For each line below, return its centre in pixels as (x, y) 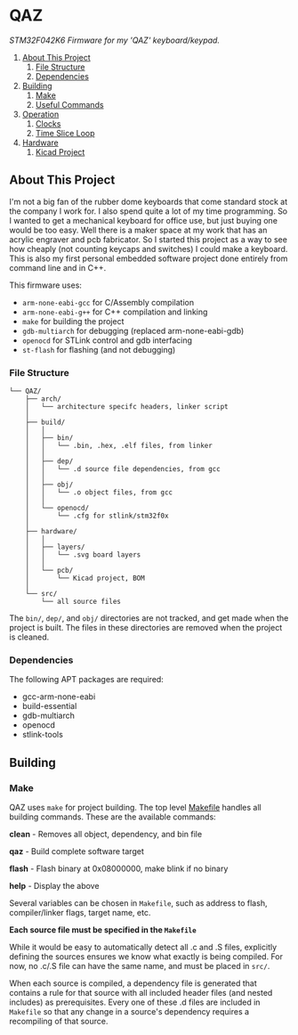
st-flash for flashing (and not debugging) (99, 349)
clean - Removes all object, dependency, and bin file (106, 835)
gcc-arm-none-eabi (59, 697)
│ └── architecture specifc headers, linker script (127, 407)
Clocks (48, 123)
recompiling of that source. (59, 1022)
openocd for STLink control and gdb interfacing (107, 340)
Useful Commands (69, 104)
